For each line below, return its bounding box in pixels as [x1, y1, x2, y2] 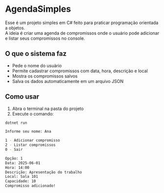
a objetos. [5, 25, 25, 30]
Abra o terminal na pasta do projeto [12, 106, 84, 111]
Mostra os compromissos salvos [12, 73, 78, 79]
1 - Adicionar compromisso [5, 138, 60, 143]
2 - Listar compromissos [5, 142, 56, 148]
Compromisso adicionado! [5, 183, 56, 189]
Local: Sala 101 [5, 174, 38, 179]
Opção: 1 [5, 156, 23, 161]
